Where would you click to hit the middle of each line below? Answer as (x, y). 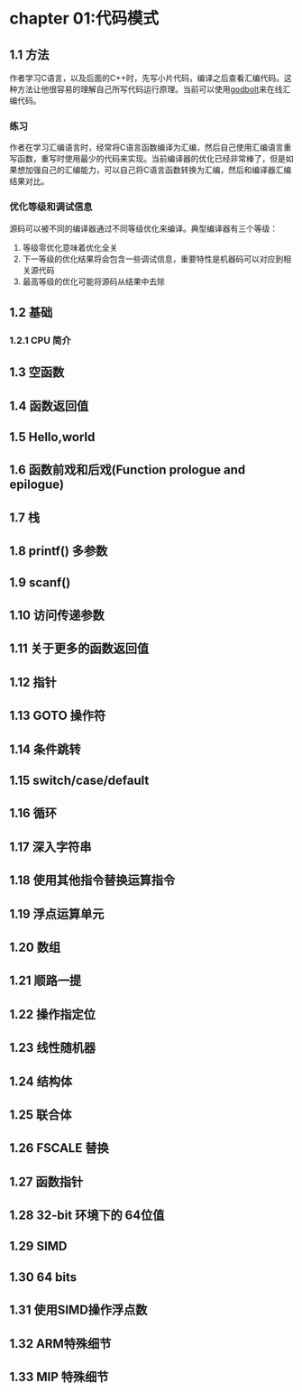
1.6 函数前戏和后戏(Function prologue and (128, 470)
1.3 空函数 (37, 372)
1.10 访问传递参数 (57, 616)
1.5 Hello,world (52, 437)
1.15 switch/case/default (79, 780)
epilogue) (37, 485)
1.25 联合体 (41, 1115)
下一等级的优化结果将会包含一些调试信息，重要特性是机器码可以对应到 (153, 259)
